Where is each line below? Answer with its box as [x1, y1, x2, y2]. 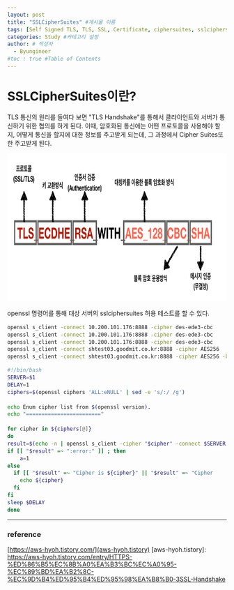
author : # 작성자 [7, 40, 54, 48]
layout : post [7, 11, 45, 18]
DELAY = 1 [7, 381, 30, 388]
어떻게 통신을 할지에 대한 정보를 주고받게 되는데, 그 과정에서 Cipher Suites [16, 130, 218, 139]
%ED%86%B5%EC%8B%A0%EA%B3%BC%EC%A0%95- [7, 560, 178, 568]
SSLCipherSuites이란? [7, 89, 137, 105]
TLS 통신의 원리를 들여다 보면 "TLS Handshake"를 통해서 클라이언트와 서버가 [7, 112, 218, 121]
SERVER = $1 [7, 374, 36, 381]
